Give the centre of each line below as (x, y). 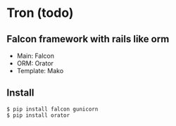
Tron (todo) (40, 13)
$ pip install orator (38, 115)
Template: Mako (40, 71)
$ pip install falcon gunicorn (52, 109)
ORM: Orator (35, 63)
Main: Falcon (35, 56)
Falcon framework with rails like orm (88, 39)
